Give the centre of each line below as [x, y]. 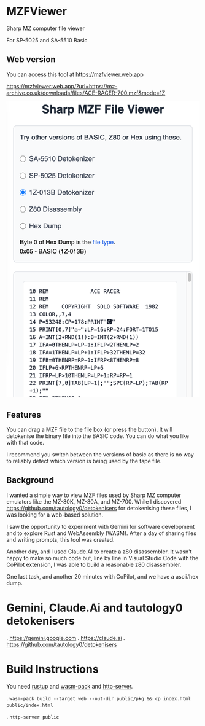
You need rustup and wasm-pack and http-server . [70, 686]
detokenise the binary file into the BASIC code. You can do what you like [98, 436]
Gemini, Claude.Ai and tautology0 [95, 608]
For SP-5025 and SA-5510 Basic [47, 40]
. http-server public [33, 716]
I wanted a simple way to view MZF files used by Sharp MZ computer [94, 495]
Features [24, 415]
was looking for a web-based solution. [55, 515]
